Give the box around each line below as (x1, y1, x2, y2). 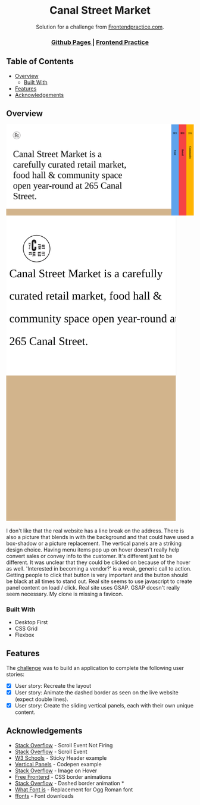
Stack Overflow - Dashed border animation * (14, 779, 124, 787)
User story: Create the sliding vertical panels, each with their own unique (14, 701, 194, 709)
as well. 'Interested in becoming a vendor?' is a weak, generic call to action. (6, 565, 192, 572)
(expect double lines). (14, 696, 68, 703)
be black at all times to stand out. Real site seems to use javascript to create (6, 578, 192, 585)
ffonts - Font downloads (14, 792, 74, 799)
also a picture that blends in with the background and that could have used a (6, 533, 194, 540)
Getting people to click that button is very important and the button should (6, 571, 188, 578)
